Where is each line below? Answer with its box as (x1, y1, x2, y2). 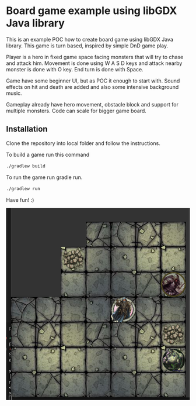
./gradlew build (6, 163, 45, 169)
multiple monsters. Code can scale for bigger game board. (6, 107, 147, 114)
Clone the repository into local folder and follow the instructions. (6, 139, 160, 147)
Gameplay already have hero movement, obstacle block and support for (6, 101, 179, 108)
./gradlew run (6, 185, 41, 191)
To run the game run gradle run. (6, 174, 83, 181)
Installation (6, 124, 48, 134)
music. (6, 90, 22, 97)
